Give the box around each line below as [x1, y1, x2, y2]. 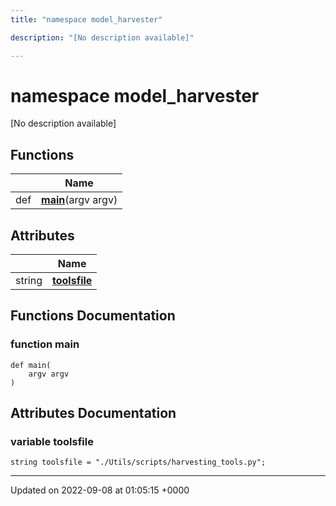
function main [10, 337, 80, 351]
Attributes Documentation [10, 405, 177, 422]
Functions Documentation [10, 307, 176, 325]
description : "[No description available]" [10, 32, 195, 43]
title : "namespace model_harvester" [10, 14, 163, 25]
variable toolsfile [10, 435, 94, 449]
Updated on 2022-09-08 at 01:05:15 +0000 [10, 484, 190, 496]
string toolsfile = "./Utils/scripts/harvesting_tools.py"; [10, 457, 267, 468]
